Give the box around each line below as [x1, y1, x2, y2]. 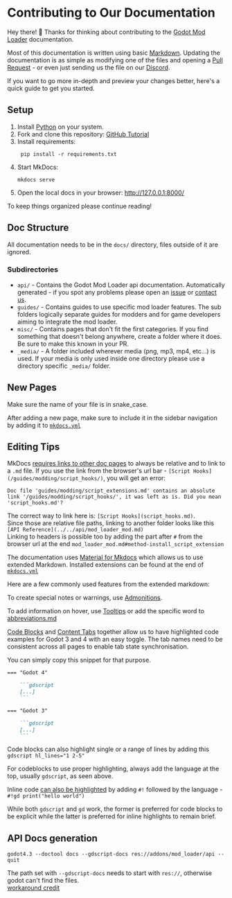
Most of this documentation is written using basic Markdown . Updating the [7, 49, 220, 57]
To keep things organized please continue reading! [7, 202, 152, 210]
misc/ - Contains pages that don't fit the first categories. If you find [17, 324, 209, 333]
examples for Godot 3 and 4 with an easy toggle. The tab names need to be [7, 635, 223, 644]
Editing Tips [7, 441, 60, 453]
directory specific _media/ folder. [17, 362, 111, 370]
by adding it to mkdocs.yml [7, 421, 81, 429]
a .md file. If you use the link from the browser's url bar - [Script [7, 466, 190, 475]
